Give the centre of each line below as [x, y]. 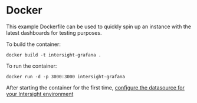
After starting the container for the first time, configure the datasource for [95, 87]
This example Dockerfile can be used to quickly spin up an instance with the [99, 26]
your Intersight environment [40, 94]
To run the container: [32, 66]
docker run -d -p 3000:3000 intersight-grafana [66, 77]
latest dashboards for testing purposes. [54, 32]
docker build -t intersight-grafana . [54, 55]
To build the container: [33, 44]
